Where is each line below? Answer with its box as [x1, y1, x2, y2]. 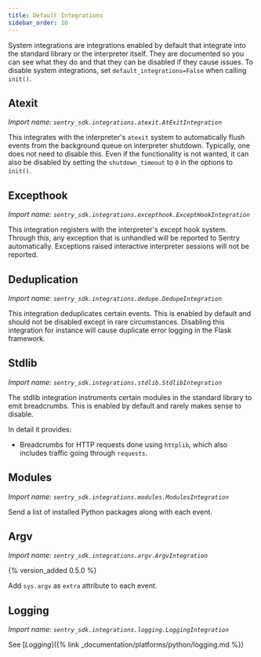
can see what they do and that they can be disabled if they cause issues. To [8, 57, 253, 67]
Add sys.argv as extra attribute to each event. [8, 581, 158, 590]
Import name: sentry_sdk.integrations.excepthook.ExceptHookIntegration [8, 210, 251, 219]
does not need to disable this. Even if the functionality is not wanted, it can [8, 149, 249, 159]
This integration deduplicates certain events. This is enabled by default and [8, 308, 252, 318]
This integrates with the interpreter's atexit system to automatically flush [8, 133, 245, 142]
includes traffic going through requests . [19, 448, 147, 457]
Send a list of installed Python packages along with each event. [8, 507, 213, 516]
